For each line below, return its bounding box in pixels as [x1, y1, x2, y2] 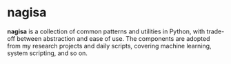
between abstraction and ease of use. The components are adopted [17, 34, 210, 42]
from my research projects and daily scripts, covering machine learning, [7, 42, 212, 50]
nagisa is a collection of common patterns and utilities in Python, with [7, 27, 205, 35]
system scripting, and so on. [7, 49, 88, 57]
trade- [206, 27, 225, 35]
